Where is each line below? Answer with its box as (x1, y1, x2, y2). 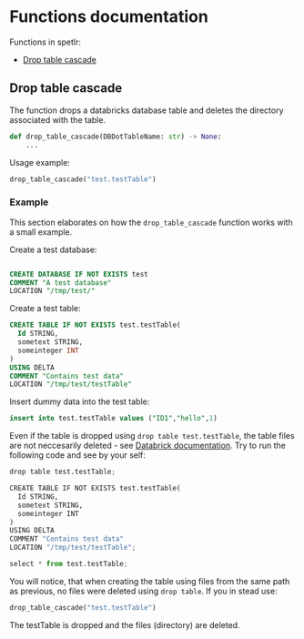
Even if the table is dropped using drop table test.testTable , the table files (9, 431, 295, 441)
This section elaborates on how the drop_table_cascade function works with (9, 217, 293, 228)
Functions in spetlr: (9, 36, 82, 47)
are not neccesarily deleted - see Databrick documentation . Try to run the (9, 440, 287, 451)
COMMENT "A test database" (9, 278, 112, 288)
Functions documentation (9, 6, 209, 27)
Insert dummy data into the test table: (9, 396, 150, 407)
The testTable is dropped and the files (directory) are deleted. (9, 619, 240, 630)
